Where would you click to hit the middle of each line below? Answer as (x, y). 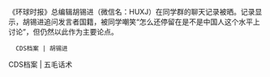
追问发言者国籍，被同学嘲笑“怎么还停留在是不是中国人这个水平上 (152, 22)
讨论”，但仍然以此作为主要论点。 (64, 32)
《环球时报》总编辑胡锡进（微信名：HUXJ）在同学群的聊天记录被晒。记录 (132, 12)
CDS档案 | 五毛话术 (41, 64)
